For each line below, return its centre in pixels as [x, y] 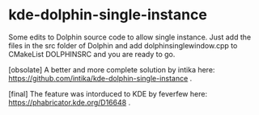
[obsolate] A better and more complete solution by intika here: [112, 69]
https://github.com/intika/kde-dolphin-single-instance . [100, 78]
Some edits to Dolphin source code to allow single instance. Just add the [130, 37]
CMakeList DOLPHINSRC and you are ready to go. [92, 54]
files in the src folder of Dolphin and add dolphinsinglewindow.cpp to [123, 45]
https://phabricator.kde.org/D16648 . [70, 102]
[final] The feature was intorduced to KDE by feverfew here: [108, 93]
